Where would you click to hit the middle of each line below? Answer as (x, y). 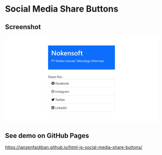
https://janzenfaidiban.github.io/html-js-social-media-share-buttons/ (74, 147)
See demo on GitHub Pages (47, 135)
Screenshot (23, 27)
